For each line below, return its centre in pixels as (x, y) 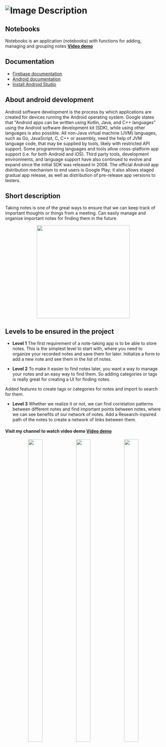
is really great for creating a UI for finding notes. (61, 379)
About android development (50, 100)
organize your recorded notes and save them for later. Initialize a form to (86, 354)
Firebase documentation (37, 73)
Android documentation (36, 79)
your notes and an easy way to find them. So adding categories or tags (85, 374)
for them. (14, 394)
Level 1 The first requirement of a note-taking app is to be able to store (84, 343)
